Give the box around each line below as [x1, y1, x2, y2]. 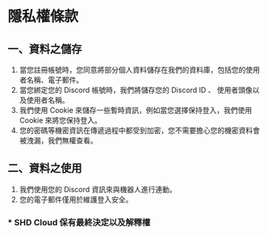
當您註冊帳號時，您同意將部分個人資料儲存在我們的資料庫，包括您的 [19, 65, 246, 74]
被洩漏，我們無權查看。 [19, 136, 98, 145]
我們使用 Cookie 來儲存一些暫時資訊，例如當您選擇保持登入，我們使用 [19, 106, 252, 115]
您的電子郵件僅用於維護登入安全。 [19, 195, 133, 204]
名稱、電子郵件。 [26, 75, 84, 85]
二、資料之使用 [7, 162, 82, 175]
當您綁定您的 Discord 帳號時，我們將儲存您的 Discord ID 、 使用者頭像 [19, 86, 253, 94]
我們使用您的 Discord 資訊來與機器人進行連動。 [19, 184, 177, 194]
